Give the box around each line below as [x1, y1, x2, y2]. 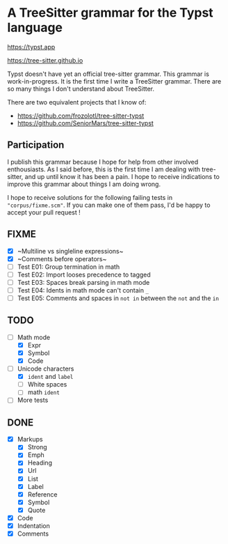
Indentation [17, 521, 50, 530]
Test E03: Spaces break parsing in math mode [17, 278, 150, 286]
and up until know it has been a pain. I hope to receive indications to [24, 172, 220, 180]
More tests [17, 396, 49, 405]
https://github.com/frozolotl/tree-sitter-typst [17, 111, 145, 120]
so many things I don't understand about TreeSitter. [7, 84, 155, 93]
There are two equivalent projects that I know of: [7, 98, 147, 106]
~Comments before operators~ [17, 254, 107, 263]
